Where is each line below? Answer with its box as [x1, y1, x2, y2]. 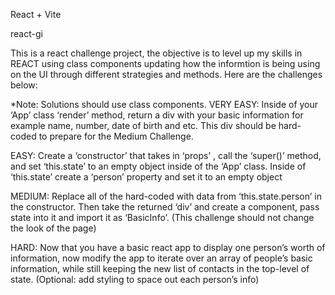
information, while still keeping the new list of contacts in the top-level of [10, 263, 310, 274]
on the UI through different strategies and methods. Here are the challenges [10, 69, 323, 80]
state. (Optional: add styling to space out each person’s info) [10, 274, 260, 285]
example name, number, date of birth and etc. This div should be [10, 120, 277, 131]
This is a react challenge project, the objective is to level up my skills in [10, 47, 303, 59]
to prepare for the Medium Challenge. [38, 130, 194, 142]
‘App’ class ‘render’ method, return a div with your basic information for [10, 109, 304, 121]
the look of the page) [10, 222, 97, 234]
